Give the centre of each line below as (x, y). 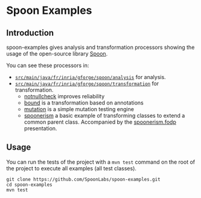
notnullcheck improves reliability (64, 96)
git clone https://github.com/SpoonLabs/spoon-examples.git (84, 179)
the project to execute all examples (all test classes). (72, 168)
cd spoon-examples (29, 185)
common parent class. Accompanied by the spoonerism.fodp (100, 122)
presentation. (40, 128)
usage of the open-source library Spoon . (57, 54)
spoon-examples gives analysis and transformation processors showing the (101, 47)
